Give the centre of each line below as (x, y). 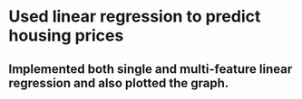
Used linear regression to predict (135, 17)
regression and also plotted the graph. (119, 83)
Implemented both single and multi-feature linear (151, 69)
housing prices (66, 36)
